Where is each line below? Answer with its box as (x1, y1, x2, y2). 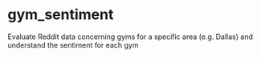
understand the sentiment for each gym (7, 40, 139, 49)
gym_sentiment (7, 6, 114, 24)
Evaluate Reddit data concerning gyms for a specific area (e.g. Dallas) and (7, 32, 254, 41)
